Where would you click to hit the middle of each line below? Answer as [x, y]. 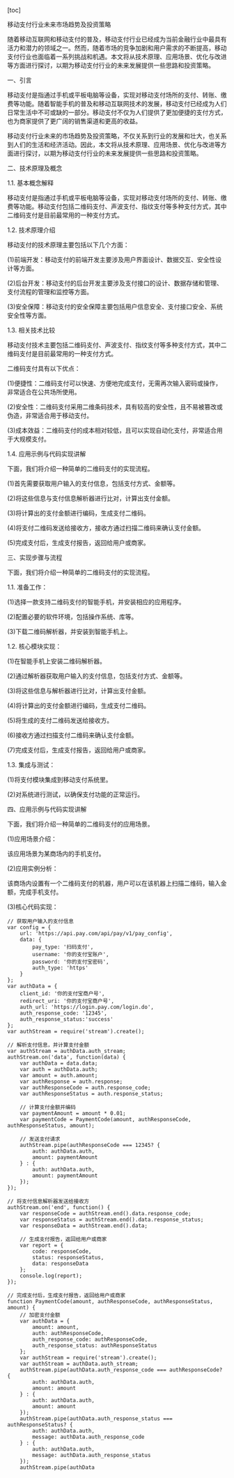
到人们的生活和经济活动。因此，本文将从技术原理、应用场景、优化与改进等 [114, 145]
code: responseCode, [62, 1252]
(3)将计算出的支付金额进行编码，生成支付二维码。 [78, 513]
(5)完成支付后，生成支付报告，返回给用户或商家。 [78, 542]
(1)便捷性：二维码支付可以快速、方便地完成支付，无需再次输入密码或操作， [114, 383]
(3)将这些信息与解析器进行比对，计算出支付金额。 [78, 691]
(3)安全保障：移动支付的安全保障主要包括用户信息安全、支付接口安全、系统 [115, 307]
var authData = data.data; [59, 1063]
